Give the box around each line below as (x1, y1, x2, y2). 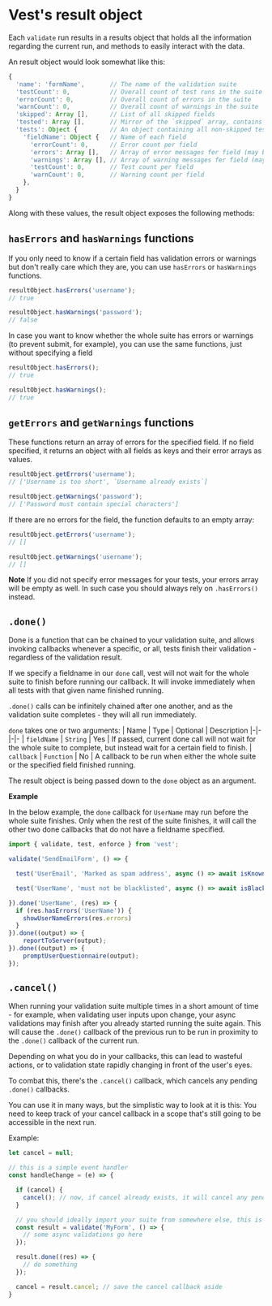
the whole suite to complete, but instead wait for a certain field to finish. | (8, 743, 253, 753)
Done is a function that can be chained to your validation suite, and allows (8, 635, 255, 645)
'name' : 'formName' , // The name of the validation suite (15, 80, 237, 89)
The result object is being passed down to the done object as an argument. (8, 776, 257, 785)
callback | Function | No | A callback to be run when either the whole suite (8, 751, 257, 761)
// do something (23, 1261, 79, 1269)
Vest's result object (8, 6, 143, 24)
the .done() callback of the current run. (8, 1036, 140, 1045)
